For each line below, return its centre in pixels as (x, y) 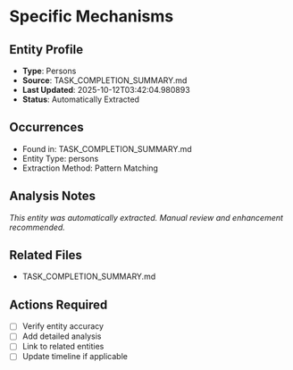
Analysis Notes (53, 196)
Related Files (46, 255)
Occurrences (46, 127)
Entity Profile (46, 50)
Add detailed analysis (62, 336)
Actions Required (59, 304)
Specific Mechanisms (92, 17)
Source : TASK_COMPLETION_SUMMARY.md (105, 80)
